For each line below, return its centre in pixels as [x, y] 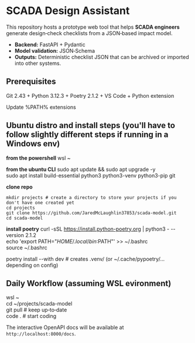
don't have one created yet [40, 203]
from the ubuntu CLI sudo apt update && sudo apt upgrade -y [81, 169]
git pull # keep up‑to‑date [37, 310]
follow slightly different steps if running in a [87, 135]
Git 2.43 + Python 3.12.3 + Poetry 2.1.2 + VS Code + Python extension [90, 95]
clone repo [20, 187]
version [15, 235]
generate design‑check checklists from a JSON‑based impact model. [89, 33]
